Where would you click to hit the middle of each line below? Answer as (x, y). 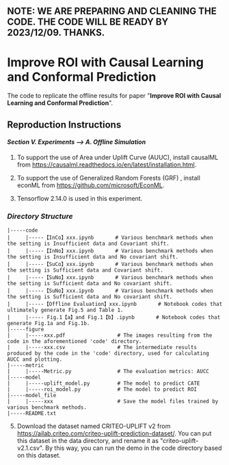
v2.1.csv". (30, 448)
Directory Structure (40, 216)
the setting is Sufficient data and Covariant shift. (85, 270)
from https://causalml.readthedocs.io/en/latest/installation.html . (107, 165)
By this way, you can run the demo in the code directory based (134, 448)
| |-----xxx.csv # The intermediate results (102, 348)
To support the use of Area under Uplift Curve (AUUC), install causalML (118, 157)
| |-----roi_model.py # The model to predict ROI (102, 390)
